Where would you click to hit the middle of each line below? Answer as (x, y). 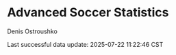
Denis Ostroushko (33, 31)
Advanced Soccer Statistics (88, 13)
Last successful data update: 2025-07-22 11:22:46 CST (85, 44)
